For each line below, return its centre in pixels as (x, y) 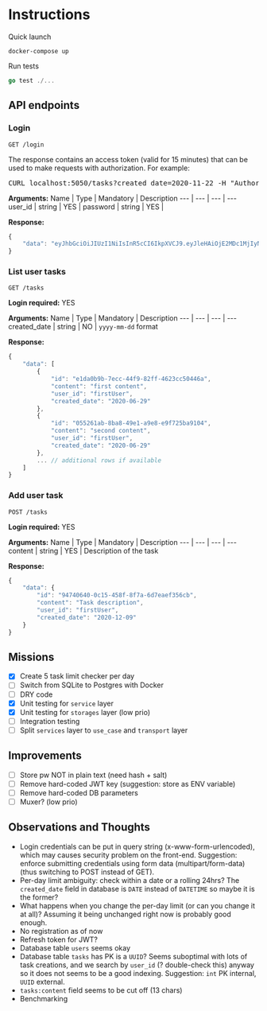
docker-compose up (39, 51)
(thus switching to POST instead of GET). (87, 872)
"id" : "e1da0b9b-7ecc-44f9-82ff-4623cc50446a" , (131, 379)
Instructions (49, 15)
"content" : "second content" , (101, 431)
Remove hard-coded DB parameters (79, 792)
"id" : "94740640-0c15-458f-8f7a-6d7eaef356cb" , (117, 595)
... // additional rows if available (99, 460)
